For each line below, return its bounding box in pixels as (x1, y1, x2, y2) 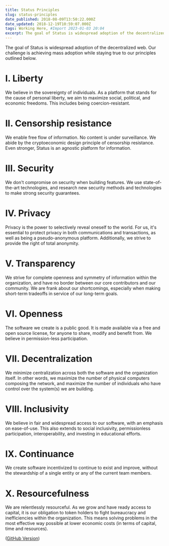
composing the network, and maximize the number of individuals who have (5, 380, 161, 386)
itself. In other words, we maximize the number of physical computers (5, 375, 150, 381)
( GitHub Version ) (5, 535, 40, 541)
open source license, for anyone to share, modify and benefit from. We (5, 330, 152, 336)
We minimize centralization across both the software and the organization (5, 370, 158, 376)
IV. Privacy (5, 208, 51, 219)
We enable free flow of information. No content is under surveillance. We (5, 134, 156, 140)
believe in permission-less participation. (5, 335, 88, 341)
